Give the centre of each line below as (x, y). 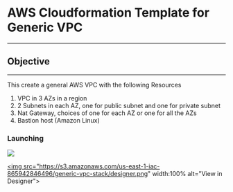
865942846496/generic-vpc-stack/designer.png (78, 174)
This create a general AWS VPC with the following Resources (94, 85)
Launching (25, 138)
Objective (29, 61)
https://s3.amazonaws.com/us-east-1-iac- (100, 166)
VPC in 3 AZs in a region (52, 98)
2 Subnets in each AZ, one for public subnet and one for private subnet (119, 105)
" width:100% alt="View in (185, 174)
